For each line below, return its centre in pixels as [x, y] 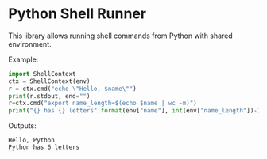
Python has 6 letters [44, 147]
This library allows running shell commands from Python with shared [120, 36]
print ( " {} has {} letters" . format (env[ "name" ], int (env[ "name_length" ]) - [133, 111]
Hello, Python [32, 140]
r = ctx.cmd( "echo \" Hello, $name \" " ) [72, 89]
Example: [23, 59]
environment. [30, 44]
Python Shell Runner [77, 14]
